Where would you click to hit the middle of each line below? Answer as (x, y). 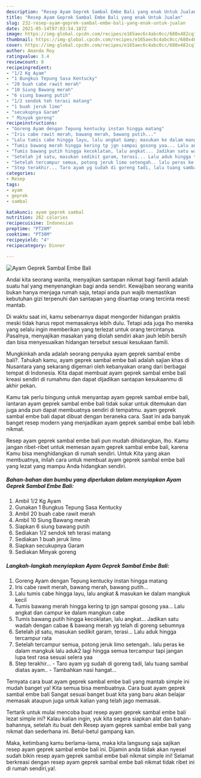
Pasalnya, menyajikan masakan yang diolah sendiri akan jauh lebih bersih (96, 336)
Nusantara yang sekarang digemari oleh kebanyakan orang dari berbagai (96, 366)
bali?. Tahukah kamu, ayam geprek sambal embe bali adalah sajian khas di (98, 360)
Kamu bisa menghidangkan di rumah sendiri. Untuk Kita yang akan (88, 453)
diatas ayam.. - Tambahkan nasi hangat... (66, 670)
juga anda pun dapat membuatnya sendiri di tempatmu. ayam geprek (91, 410)
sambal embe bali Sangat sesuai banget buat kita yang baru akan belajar (96, 694)
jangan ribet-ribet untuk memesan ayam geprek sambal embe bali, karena (97, 447)
